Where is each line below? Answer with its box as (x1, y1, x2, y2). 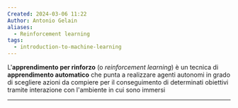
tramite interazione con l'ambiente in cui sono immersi (7, 86, 166, 94)
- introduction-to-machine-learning (13, 43, 122, 50)
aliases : (7, 23, 33, 31)
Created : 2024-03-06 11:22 (7, 10, 87, 18)
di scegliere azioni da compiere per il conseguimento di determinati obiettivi (7, 78, 229, 86)
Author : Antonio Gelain (7, 17, 78, 24)
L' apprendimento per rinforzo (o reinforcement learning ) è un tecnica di (7, 63, 219, 71)
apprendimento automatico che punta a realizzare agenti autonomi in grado (7, 70, 231, 79)
